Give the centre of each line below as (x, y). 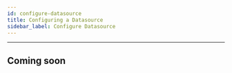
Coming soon (37, 60)
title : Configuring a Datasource (55, 20)
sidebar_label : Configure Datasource (61, 26)
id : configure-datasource (44, 13)
